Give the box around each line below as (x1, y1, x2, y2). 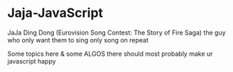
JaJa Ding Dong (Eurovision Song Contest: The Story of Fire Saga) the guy (7, 28, 226, 37)
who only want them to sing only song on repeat (7, 35, 149, 44)
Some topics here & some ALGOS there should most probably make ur (7, 49, 213, 58)
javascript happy (7, 56, 56, 65)
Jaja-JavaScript (7, 5, 104, 21)
